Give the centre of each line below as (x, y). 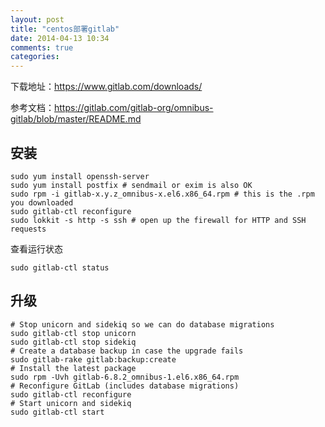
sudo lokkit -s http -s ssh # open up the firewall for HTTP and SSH (158, 220)
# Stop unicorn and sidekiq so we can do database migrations (142, 324)
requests (28, 229)
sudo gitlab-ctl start (57, 412)
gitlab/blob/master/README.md (76, 119)
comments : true (42, 47)
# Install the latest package (73, 368)
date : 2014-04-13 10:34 (60, 38)
